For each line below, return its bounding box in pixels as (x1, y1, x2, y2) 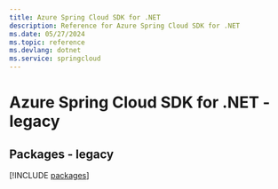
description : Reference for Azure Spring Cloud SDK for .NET (9, 21, 241, 30)
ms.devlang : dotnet (9, 46, 82, 55)
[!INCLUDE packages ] (9, 170, 90, 180)
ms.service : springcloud (9, 54, 101, 63)
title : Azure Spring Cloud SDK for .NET (9, 12, 162, 22)
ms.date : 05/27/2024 (9, 29, 86, 38)
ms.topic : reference (9, 37, 86, 47)
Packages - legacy (9, 146, 114, 161)
